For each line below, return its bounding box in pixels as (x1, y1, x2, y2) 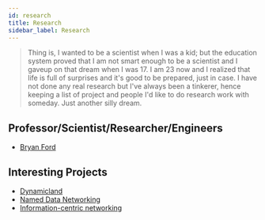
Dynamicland (19, 187, 63, 195)
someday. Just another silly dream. (27, 98, 142, 108)
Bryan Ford (19, 142, 57, 152)
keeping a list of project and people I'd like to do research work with (27, 90, 249, 100)
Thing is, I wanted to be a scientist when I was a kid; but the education (27, 48, 257, 58)
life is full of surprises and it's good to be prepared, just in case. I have (27, 73, 257, 83)
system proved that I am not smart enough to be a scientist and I (27, 56, 238, 66)
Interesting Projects (8, 165, 108, 179)
